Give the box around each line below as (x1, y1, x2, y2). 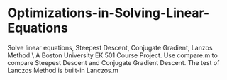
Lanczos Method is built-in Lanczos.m (7, 66, 119, 74)
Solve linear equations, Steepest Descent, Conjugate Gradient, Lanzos (7, 43, 213, 52)
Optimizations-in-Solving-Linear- (7, 5, 210, 21)
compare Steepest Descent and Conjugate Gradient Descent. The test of (7, 58, 220, 67)
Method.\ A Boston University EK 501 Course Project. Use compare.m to (7, 51, 218, 59)
